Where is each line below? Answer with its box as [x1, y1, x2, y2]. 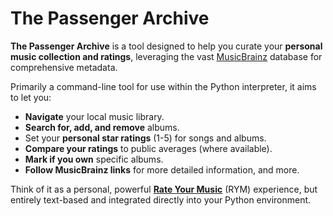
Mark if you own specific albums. [24, 153, 164, 165]
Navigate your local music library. [24, 110, 165, 122]
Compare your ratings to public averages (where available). [24, 142, 273, 154]
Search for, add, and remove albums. [24, 121, 180, 133]
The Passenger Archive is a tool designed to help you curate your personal [10, 40, 323, 52]
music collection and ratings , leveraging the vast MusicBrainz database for [10, 50, 323, 62]
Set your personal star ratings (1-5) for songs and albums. [24, 132, 267, 144]
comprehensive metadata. [10, 61, 118, 73]
